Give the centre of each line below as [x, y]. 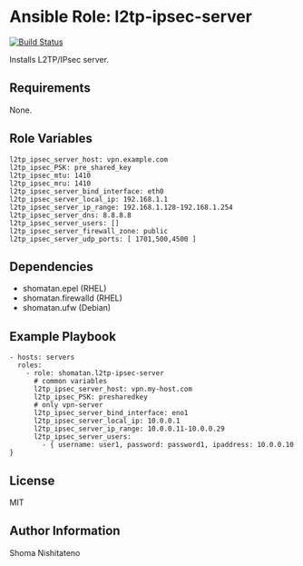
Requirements [50, 88]
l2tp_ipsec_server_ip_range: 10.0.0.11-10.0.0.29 [129, 429]
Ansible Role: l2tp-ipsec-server [131, 17]
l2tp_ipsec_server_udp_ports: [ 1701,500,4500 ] [103, 239]
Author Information [65, 531]
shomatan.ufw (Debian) [67, 308]
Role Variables [51, 139]
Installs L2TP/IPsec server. [59, 59]
